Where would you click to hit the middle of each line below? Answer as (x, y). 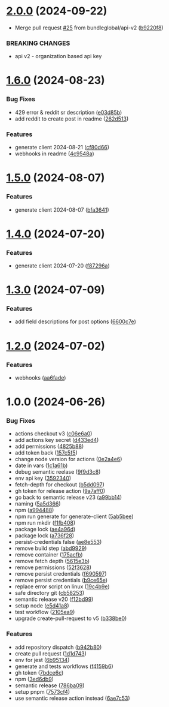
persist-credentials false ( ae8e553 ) (58, 542)
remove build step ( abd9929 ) (51, 548)
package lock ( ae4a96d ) (45, 530)
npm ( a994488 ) (34, 510)
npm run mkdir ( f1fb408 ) (45, 523)
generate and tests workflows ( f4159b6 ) (64, 666)
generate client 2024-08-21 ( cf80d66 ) (62, 148)
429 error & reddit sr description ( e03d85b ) (68, 112)
